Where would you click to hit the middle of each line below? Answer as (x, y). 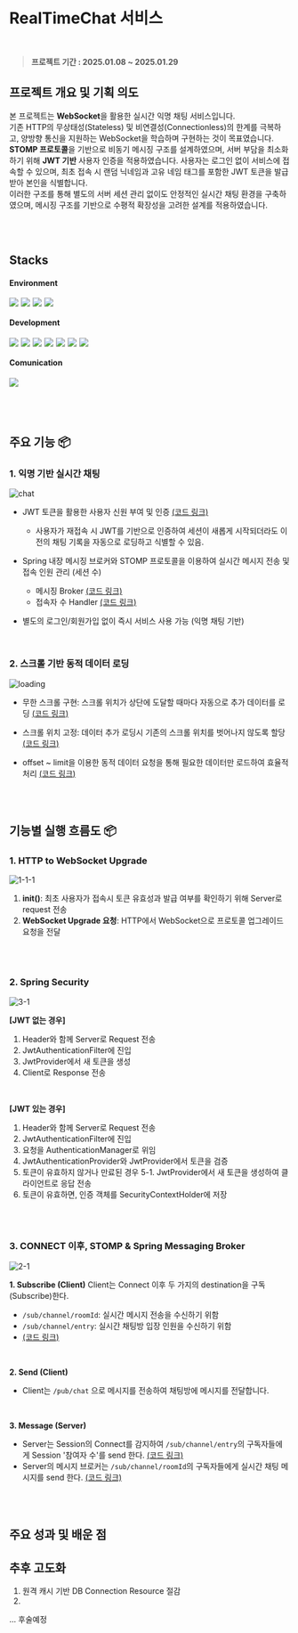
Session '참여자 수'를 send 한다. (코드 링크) (108, 1455)
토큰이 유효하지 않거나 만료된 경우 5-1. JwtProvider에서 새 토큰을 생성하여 (151, 1172)
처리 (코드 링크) (49, 773)
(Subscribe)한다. (39, 1295)
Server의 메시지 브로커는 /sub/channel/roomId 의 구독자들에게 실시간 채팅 (150, 1466)
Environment (33, 282)
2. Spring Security (49, 983)
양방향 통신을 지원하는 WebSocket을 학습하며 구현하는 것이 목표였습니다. (147, 138)
